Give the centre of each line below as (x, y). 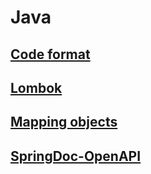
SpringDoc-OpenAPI (76, 156)
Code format (50, 54)
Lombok (36, 87)
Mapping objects (64, 122)
